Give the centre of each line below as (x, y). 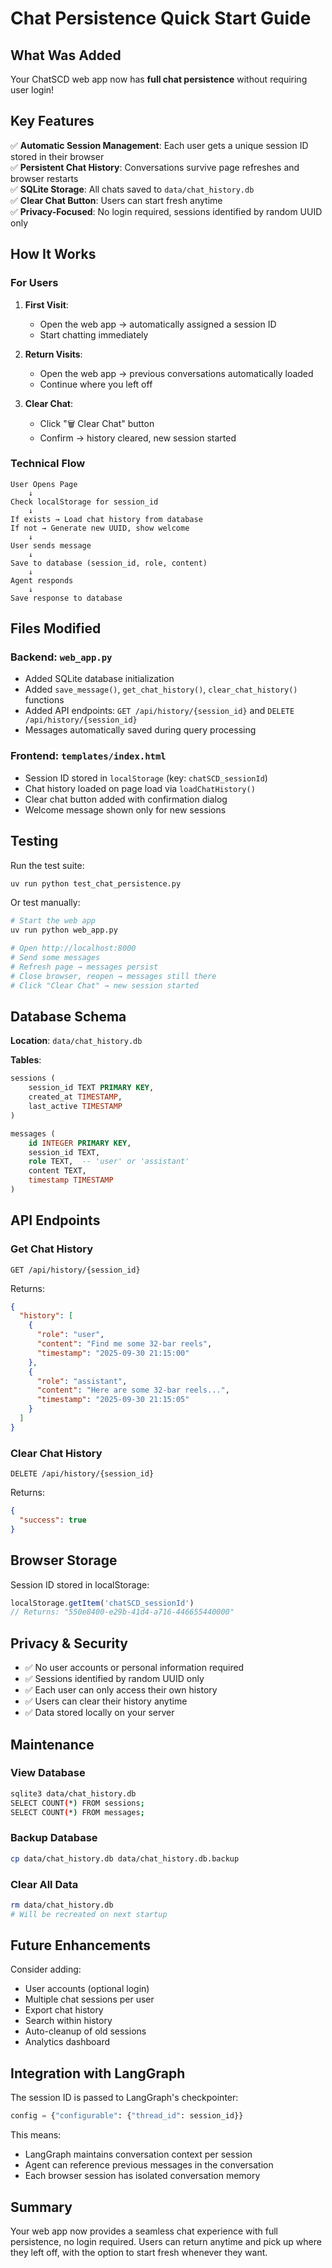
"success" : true (53, 1520)
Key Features (52, 121)
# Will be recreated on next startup (89, 1914)
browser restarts (44, 178)
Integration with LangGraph (98, 2073)
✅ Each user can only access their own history (121, 1690)
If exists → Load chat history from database (106, 519)
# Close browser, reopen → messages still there (113, 976)
